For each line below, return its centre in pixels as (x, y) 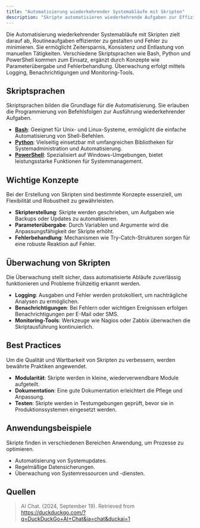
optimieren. (20, 449)
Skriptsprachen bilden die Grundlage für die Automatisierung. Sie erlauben (98, 106)
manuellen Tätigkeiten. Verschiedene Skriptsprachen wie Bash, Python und (98, 53)
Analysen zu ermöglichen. (47, 301)
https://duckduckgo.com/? (53, 512)
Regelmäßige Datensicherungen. (55, 467)
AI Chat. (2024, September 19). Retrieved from (78, 506)
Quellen (21, 492)
